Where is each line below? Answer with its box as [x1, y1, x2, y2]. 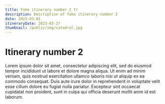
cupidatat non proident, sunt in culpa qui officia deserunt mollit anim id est [5, 89, 156, 95]
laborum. [5, 94, 24, 100]
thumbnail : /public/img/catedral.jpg [5, 26, 83, 30]
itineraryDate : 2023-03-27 [5, 21, 61, 26]
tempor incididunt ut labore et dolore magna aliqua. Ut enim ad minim [5, 68, 146, 74]
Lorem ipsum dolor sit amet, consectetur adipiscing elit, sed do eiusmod [5, 63, 152, 69]
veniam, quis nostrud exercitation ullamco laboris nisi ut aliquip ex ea [5, 73, 145, 79]
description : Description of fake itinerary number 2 [5, 12, 118, 17]
